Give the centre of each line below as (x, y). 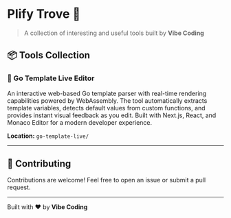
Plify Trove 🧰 (44, 14)
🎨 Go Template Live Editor (51, 78)
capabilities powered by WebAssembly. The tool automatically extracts (107, 100)
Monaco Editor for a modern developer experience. (80, 122)
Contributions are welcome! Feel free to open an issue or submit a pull (107, 180)
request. (19, 187)
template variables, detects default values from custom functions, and (106, 108)
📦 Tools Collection (49, 55)
